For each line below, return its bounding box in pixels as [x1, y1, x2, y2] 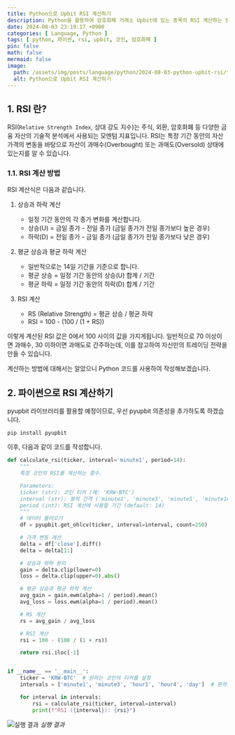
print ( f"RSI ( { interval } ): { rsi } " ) [32, 706, 136, 714]
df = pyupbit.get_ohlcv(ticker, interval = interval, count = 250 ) [20, 521, 208, 528]
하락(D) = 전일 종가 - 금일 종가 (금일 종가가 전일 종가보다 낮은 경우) [27, 232, 211, 241]
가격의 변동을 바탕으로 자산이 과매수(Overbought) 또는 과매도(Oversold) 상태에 [7, 141, 225, 149]
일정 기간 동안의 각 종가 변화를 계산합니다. [27, 215, 142, 224]
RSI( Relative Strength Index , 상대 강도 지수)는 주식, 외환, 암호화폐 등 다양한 [7, 123, 220, 132]
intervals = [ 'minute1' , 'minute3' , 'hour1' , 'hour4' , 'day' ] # [20, 681, 215, 688]
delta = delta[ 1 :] [20, 547, 73, 554]
